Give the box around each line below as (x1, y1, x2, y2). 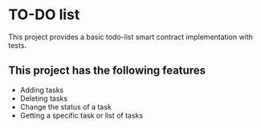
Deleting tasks (19, 94, 68, 103)
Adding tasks (19, 85, 64, 94)
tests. (8, 40, 27, 50)
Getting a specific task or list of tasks (19, 110, 143, 120)
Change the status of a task (19, 102, 112, 111)
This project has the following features (8, 64, 206, 78)
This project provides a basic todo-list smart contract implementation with (8, 32, 253, 42)
